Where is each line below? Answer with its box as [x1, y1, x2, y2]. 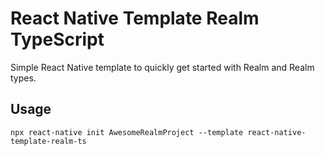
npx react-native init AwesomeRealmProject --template [10, 127, 244, 137]
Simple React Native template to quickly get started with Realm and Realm [10, 61, 315, 73]
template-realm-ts [10, 136, 87, 146]
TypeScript [10, 28, 105, 51]
